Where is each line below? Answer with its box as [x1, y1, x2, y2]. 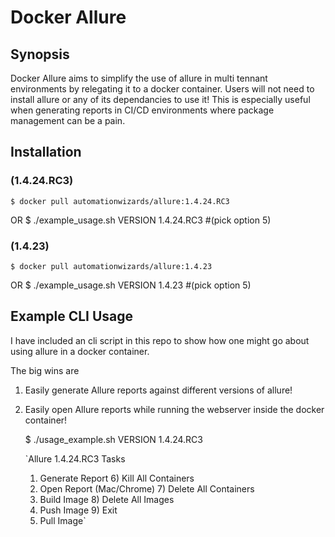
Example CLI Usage [10, 308, 134, 325]
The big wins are [10, 364, 80, 376]
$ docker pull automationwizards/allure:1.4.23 [10, 261, 213, 271]
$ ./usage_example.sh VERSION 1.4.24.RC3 [24, 433, 203, 445]
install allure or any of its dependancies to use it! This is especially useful [10, 94, 311, 105]
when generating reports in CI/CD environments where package [10, 104, 275, 116]
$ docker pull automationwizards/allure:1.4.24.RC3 [10, 196, 230, 206]
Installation [10, 144, 82, 161]
